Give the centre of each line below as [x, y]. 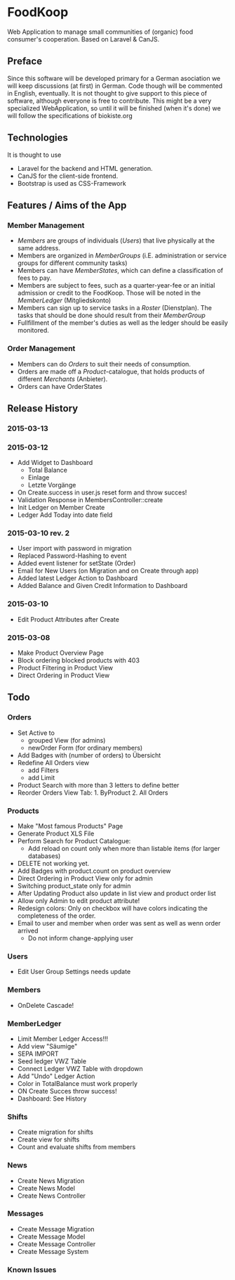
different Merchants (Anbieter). [62, 379]
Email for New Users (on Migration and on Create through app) [108, 571]
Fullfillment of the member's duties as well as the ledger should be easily [122, 323]
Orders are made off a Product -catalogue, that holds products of [111, 371]
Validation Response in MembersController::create [90, 500]
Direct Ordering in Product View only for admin [85, 878]
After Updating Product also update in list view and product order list [116, 893]
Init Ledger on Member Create [61, 508]
